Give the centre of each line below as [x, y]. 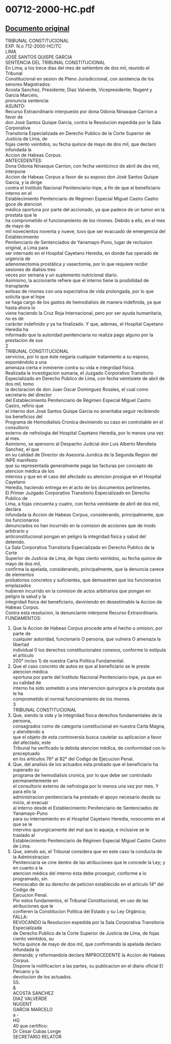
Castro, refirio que [25, 406]
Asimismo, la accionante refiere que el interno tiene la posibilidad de [77, 280]
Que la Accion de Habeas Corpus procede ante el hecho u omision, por [88, 628]
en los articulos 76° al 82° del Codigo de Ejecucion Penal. [73, 759]
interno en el [19, 193]
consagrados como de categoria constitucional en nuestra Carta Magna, [89, 726]
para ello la [24, 791]
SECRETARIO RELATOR [37, 1037]
